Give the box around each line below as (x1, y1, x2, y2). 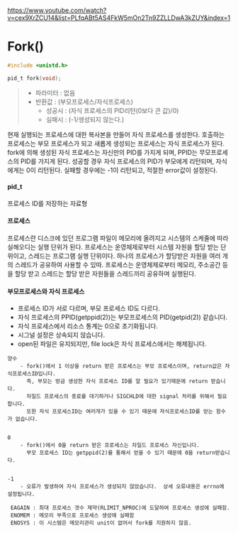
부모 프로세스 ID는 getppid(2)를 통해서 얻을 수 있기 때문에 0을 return (25, 449, 216, 457)
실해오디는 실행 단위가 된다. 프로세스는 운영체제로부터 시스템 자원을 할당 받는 (7, 243, 220, 252)
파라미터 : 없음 (35, 88, 76, 97)
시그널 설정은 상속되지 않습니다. (17, 330, 105, 340)
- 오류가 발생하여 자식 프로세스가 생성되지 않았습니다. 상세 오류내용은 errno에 (20, 483, 225, 490)
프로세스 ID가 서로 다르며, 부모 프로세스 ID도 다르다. (17, 304, 161, 313)
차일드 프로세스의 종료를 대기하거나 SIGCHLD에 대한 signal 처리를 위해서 (25, 393, 215, 400)
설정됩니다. (7, 490, 35, 498)
